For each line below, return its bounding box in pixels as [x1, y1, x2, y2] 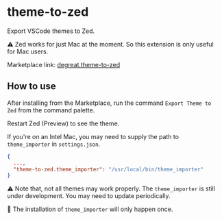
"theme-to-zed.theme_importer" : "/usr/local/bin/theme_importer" [13, 166, 204, 173]
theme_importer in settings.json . [7, 140, 101, 148]
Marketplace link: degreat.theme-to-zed [7, 60, 121, 69]
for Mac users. [7, 47, 49, 56]
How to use [7, 80, 56, 93]
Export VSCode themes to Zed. [7, 27, 95, 35]
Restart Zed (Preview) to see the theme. [7, 119, 120, 127]
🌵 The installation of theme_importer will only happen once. [7, 205, 173, 213]
